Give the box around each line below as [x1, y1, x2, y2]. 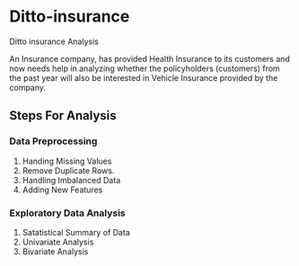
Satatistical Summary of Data [22, 226, 130, 237]
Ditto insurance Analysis [9, 36, 99, 47]
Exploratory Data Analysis [9, 207, 126, 219]
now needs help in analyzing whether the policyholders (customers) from [9, 63, 280, 74]
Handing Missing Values [22, 155, 112, 166]
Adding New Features [22, 184, 103, 195]
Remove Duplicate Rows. [22, 164, 115, 176]
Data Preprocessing [9, 135, 98, 147]
